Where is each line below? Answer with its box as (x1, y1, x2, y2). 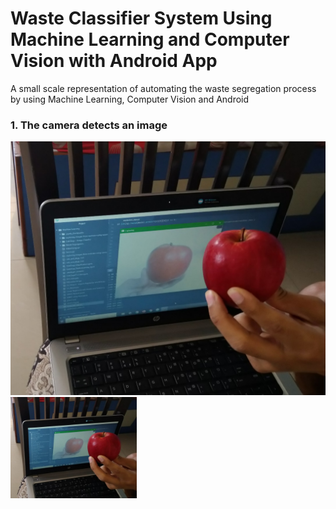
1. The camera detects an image (10, 118, 168, 132)
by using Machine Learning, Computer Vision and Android (10, 93, 250, 105)
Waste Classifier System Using (10, 7, 273, 30)
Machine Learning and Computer (10, 28, 290, 51)
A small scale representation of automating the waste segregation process (10, 82, 317, 94)
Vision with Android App (10, 50, 218, 72)
